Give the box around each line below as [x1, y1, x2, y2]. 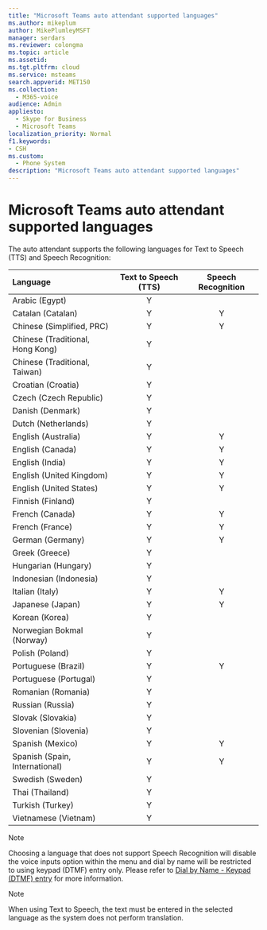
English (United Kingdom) [12, 470, 109, 481]
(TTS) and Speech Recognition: [8, 252, 111, 262]
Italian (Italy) [12, 586, 60, 597]
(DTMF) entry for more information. [8, 874, 124, 883]
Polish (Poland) [12, 647, 70, 658]
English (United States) [12, 482, 99, 494]
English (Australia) [12, 431, 81, 442]
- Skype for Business [15, 115, 87, 123]
